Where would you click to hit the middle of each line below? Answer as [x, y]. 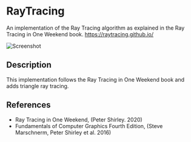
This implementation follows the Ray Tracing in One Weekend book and [95, 79]
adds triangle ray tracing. [38, 86]
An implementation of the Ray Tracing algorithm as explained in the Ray [95, 28]
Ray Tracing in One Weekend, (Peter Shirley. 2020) [79, 120]
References [28, 105]
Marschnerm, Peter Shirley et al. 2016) [63, 132]
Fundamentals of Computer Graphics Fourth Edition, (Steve [89, 126]
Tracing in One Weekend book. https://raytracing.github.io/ [80, 34]
